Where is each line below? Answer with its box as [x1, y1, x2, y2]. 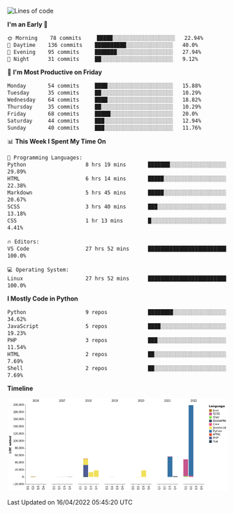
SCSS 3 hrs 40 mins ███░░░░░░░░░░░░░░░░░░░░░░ [7, 203, 227, 210]
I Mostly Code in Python [7, 294, 78, 303]
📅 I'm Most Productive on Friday [7, 68, 103, 76]
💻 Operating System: [7, 266, 70, 273]
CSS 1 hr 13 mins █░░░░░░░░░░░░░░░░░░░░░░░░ [7, 217, 227, 224]
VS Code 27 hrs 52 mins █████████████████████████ [7, 245, 227, 252]
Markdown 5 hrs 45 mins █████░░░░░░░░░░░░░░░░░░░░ [7, 189, 227, 196]
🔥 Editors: [7, 238, 40, 245]
